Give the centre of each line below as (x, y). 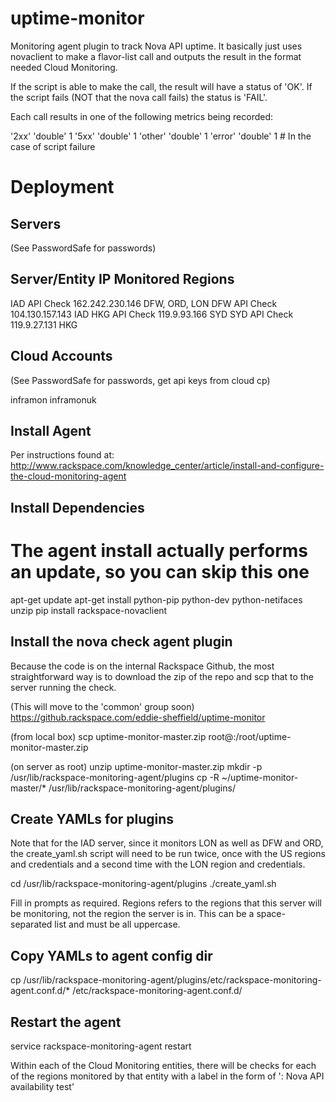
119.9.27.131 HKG (44, 324)
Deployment (62, 187)
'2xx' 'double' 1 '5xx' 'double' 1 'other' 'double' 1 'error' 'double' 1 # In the (161, 136)
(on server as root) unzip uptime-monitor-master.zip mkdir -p (136, 766)
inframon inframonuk (53, 399)
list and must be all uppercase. (117, 924)
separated (31, 924)
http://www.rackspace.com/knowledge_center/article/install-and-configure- (167, 466)
